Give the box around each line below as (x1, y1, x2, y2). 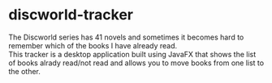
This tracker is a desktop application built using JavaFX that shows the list (8, 49, 257, 59)
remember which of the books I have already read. (8, 40, 178, 50)
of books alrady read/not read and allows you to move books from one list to (8, 58, 265, 68)
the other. (8, 66, 41, 76)
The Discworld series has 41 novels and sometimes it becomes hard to (8, 32, 244, 42)
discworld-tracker (8, 6, 134, 24)
